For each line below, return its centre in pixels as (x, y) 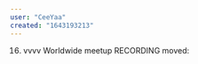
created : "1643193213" (52, 25)
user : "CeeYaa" (38, 17)
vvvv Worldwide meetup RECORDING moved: (106, 50)
